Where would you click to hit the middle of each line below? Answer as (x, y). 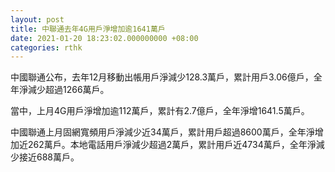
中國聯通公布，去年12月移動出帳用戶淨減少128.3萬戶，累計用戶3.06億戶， (162, 77)
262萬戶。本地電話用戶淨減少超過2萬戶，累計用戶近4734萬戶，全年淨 (172, 145)
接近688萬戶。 (49, 157)
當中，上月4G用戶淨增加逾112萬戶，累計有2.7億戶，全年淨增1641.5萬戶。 (160, 111)
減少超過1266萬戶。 (68, 90)
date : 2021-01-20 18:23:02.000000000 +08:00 (104, 38)
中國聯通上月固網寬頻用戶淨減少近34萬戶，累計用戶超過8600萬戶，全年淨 (162, 132)
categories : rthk (46, 47)
